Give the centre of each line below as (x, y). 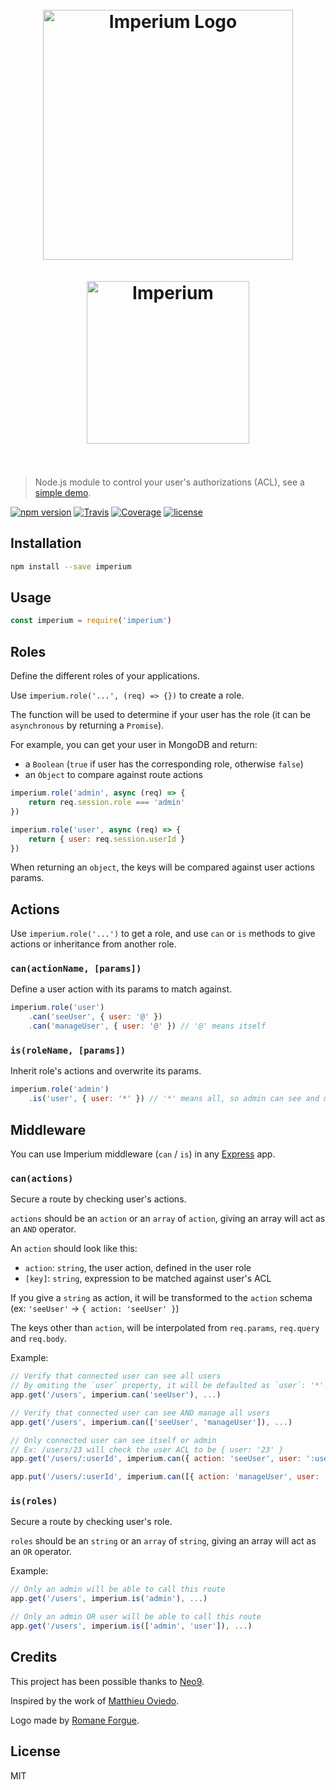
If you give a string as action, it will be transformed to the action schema (161, 1298)
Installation (46, 543)
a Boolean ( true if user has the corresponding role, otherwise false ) (164, 764)
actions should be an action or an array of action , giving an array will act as (168, 1219)
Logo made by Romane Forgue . (75, 1720)
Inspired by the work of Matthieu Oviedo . (95, 1700)
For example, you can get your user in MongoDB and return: (134, 745)
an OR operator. (41, 1552)
